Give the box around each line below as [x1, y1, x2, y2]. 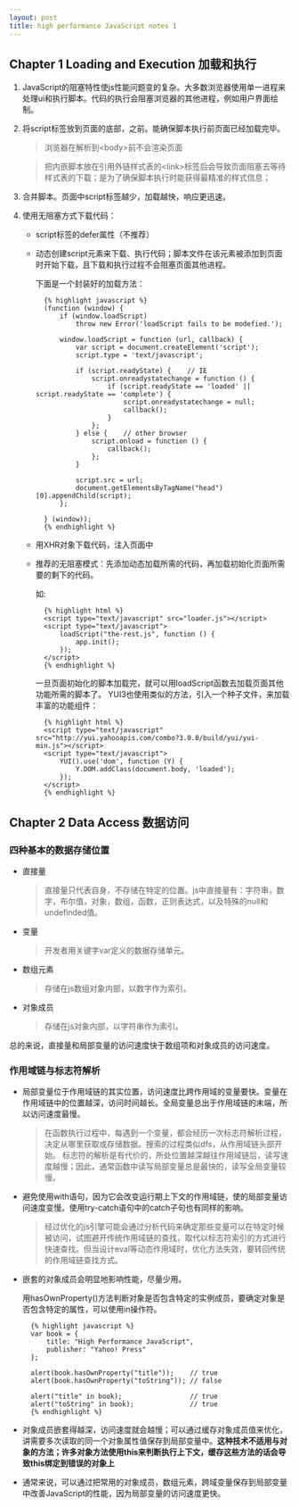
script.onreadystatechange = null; [123, 398, 255, 407]
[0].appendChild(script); [35, 492, 132, 501]
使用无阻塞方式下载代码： [21, 211, 117, 221]
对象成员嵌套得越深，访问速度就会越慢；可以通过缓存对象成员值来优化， [21, 1425, 287, 1436]
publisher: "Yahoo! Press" [45, 1345, 147, 1354]
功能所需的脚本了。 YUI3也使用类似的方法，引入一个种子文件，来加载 [35, 689, 290, 700]
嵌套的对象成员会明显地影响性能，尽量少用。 [21, 1274, 187, 1285]
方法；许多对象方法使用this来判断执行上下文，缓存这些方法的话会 [37, 1447, 279, 1458]
